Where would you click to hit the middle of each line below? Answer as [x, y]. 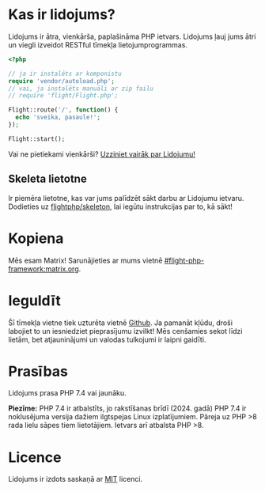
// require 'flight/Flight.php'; [63, 96]
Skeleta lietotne [47, 179]
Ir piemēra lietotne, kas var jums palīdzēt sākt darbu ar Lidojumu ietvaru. [126, 198]
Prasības [38, 371]
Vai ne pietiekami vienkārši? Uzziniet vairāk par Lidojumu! [102, 154]
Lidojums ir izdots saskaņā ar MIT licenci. [76, 479]
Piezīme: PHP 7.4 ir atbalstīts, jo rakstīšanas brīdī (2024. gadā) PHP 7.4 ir [127, 408]
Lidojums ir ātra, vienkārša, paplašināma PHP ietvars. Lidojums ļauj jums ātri [132, 36]
